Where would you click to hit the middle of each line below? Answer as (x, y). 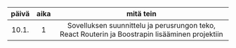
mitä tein (141, 14)
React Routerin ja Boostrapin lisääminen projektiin (141, 34)
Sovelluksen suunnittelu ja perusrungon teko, (142, 25)
